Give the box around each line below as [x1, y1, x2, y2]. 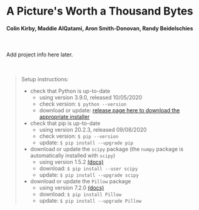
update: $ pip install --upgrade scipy [39, 171, 139, 178]
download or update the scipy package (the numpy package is [30, 146, 184, 153]
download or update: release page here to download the [39, 107, 180, 114]
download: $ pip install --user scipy [39, 165, 138, 172]
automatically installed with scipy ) [30, 152, 115, 159]
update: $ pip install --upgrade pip [39, 139, 133, 146]
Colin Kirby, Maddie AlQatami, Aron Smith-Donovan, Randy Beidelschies [6, 24, 194, 32]
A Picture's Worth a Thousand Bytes [6, 4, 194, 18]
